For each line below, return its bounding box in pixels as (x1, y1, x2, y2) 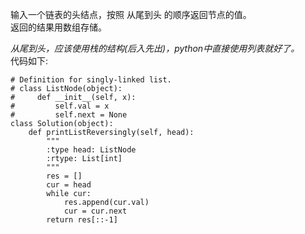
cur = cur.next (63, 206, 128, 216)
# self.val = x (10, 101, 110, 111)
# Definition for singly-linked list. (10, 75, 172, 85)
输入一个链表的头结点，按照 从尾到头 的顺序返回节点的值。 (10, 9, 252, 20)
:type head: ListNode (46, 145, 137, 155)
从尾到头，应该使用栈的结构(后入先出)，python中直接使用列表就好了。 (10, 43, 300, 54)
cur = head (46, 180, 92, 190)
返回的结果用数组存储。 (10, 21, 107, 33)
